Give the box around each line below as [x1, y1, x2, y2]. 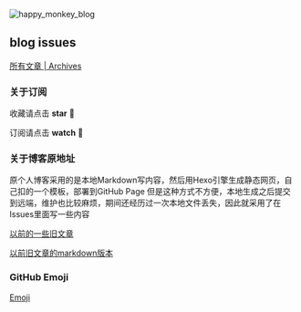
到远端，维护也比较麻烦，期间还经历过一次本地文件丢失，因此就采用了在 [9, 197, 281, 209]
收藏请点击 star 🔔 [9, 108, 75, 119]
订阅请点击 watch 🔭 [9, 128, 84, 139]
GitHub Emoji [9, 271, 69, 284]
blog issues [9, 35, 77, 50]
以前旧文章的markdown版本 [9, 247, 114, 259]
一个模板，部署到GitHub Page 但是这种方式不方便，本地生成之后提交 [33, 186, 292, 197]
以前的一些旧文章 [9, 228, 74, 239]
